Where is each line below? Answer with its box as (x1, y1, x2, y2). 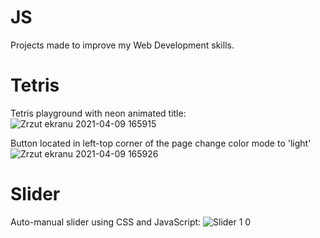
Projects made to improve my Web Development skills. (10, 39, 235, 51)
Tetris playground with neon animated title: (10, 107, 187, 119)
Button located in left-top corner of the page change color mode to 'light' (10, 137, 312, 149)
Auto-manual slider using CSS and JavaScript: (10, 216, 202, 228)
